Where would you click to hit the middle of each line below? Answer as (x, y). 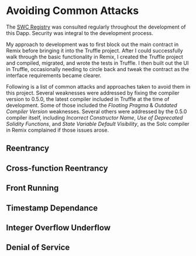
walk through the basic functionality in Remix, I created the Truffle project (94, 57)
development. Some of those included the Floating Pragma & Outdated (92, 105)
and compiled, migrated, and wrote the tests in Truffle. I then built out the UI (97, 63)
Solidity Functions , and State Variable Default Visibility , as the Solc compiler (98, 124)
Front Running (32, 188)
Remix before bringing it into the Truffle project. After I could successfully (94, 50)
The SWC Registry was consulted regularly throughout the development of (96, 27)
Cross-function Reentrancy (57, 168)
